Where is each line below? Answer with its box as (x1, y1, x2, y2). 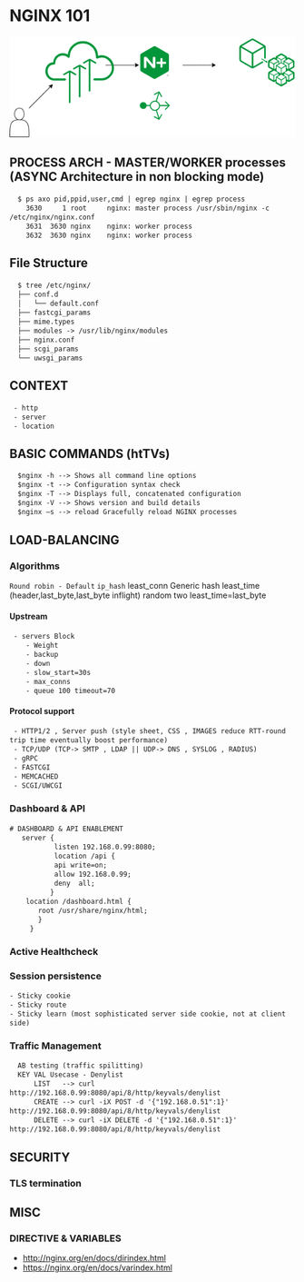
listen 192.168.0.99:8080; (54, 842, 156, 851)
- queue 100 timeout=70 (25, 687, 116, 696)
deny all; (54, 879, 95, 888)
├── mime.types (17, 317, 75, 326)
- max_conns (25, 678, 71, 687)
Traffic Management (9, 1039, 102, 1052)
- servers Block (13, 632, 75, 641)
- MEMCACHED (13, 772, 59, 781)
